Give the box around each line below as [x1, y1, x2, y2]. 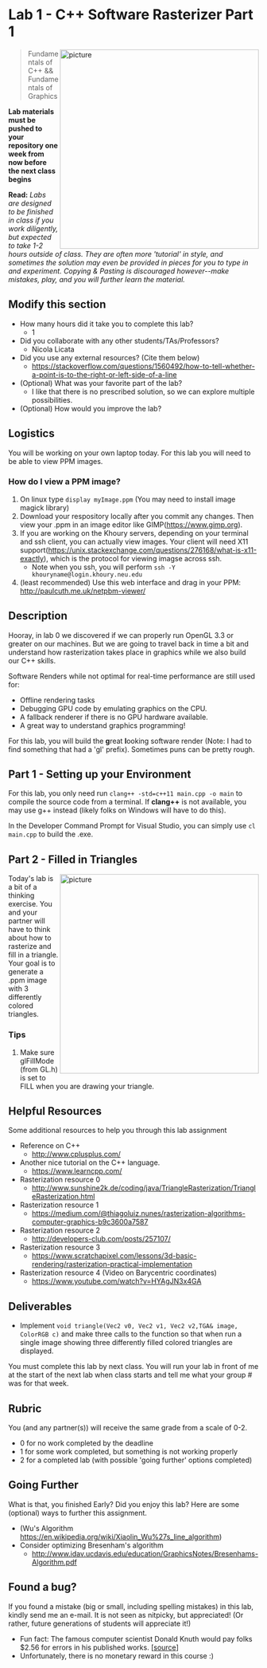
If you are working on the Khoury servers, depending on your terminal [19, 528, 249, 537]
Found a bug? [8, 1580, 77, 1594]
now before [8, 157, 48, 167]
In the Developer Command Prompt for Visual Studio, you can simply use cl [8, 821, 256, 831]
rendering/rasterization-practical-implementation [31, 1260, 193, 1269]
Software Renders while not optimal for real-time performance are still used [8, 671, 256, 681]
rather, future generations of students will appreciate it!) [8, 1619, 192, 1628]
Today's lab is [8, 874, 54, 883]
